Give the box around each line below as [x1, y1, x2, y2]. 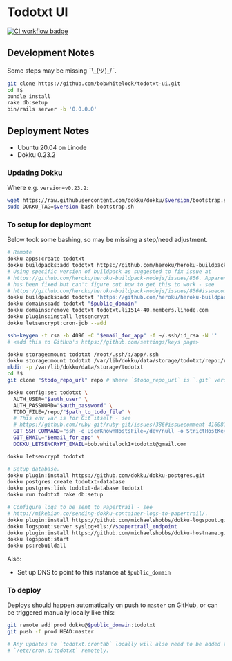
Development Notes [7, 47, 95, 59]
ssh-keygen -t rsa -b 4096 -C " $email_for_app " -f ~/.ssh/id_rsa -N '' [7, 332, 217, 339]
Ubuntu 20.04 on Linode [17, 143, 87, 151]
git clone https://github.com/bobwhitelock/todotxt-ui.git [7, 80, 181, 87]
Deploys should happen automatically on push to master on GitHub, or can [7, 601, 219, 609]
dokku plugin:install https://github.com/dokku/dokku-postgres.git [7, 472, 206, 479]
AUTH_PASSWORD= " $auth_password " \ [13, 402, 113, 409]
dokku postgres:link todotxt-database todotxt [7, 485, 144, 492]
